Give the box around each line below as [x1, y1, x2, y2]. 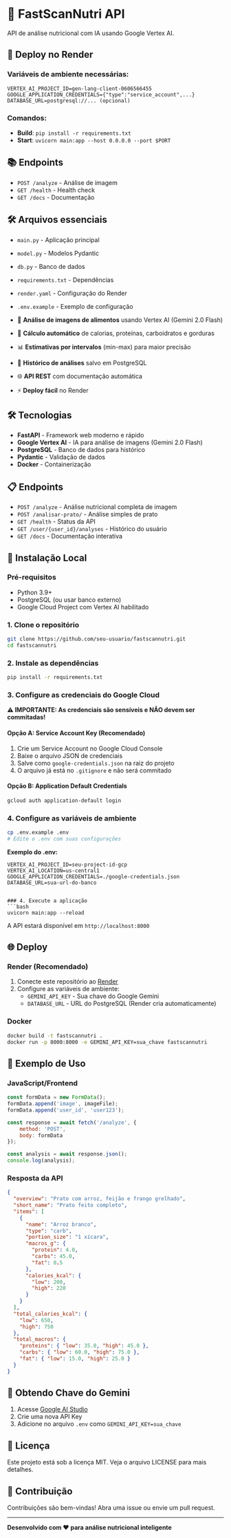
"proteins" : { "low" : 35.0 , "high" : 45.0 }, [19, 1343, 149, 1350]
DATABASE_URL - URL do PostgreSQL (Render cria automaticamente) [27, 999, 217, 1008]
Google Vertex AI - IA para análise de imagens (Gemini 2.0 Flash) [16, 438, 203, 446]
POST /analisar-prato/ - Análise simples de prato [16, 510, 158, 519]
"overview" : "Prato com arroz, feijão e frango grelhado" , [13, 1195, 186, 1202]
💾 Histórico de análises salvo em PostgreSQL [16, 358, 147, 367]
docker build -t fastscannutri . [7, 1032, 103, 1039]
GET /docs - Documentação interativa [16, 532, 122, 541]
